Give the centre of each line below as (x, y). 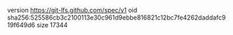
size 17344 (52, 25)
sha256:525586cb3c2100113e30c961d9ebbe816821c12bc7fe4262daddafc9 (116, 17)
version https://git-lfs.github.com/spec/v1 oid (72, 10)
